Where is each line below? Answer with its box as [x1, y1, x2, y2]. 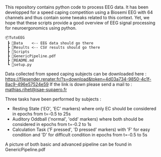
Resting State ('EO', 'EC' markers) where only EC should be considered [12, 106, 157, 111]
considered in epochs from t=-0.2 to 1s [12, 122, 92, 127]
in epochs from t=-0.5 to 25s [12, 111, 71, 117]
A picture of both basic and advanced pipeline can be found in [5, 141, 132, 147]
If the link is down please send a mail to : [50, 81, 132, 87]
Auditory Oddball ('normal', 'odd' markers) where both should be [12, 116, 144, 122]
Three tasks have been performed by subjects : [5, 96, 101, 102]
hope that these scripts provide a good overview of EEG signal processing [5, 20, 156, 26]
